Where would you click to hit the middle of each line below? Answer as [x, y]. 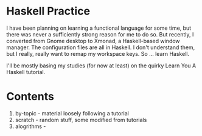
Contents [30, 97]
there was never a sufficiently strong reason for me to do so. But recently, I [100, 34]
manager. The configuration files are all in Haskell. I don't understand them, [101, 47]
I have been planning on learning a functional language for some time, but [99, 28]
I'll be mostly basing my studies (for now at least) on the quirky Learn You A [101, 66]
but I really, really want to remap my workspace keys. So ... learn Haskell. [98, 53]
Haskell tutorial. [26, 72]
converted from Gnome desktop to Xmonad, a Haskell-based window [93, 41]
